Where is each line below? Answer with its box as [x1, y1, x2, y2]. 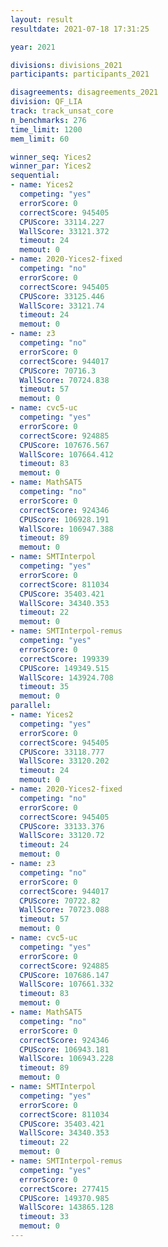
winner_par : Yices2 [10, 161, 92, 171]
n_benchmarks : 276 [10, 115, 87, 125]
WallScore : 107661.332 [19, 979, 114, 990]
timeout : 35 [19, 682, 70, 692]
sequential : [10, 171, 60, 181]
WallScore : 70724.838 [19, 375, 110, 385]
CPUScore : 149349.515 [19, 663, 110, 673]
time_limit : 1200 [10, 124, 83, 135]
